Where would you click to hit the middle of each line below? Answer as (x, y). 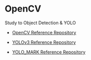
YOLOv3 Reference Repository (44, 42)
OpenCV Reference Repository (44, 32)
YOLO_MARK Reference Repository (49, 52)
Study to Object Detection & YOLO (40, 23)
